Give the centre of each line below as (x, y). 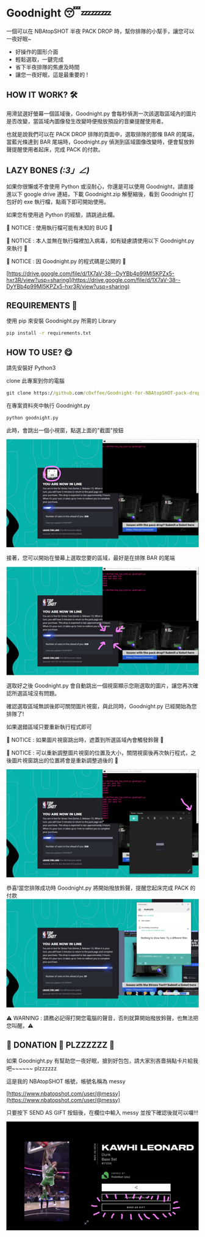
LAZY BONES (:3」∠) (48, 171)
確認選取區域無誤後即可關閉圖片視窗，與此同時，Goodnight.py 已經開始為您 (102, 706)
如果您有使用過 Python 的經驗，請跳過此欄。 (62, 214)
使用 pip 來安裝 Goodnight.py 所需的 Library (61, 321)
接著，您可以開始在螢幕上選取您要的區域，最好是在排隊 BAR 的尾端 (91, 558)
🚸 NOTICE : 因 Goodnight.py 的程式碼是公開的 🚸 (66, 261)
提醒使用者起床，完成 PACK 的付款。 (57, 149)
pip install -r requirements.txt (49, 333)
